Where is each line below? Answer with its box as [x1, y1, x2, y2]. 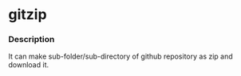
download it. [8, 60, 49, 70]
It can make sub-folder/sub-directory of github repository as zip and [8, 51, 233, 61]
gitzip [8, 6, 47, 24]
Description [8, 34, 55, 45]
